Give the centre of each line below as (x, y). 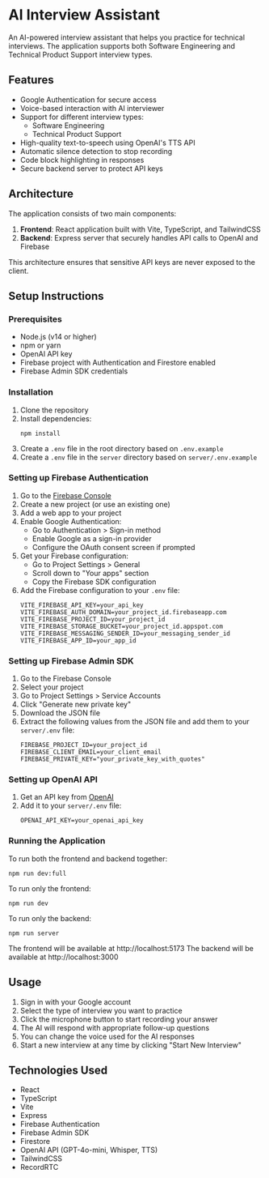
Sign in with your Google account (76, 1001)
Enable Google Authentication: (71, 521)
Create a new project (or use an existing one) (95, 504)
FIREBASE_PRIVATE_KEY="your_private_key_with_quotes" (112, 759)
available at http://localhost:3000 (63, 957)
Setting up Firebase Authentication (79, 478)
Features (31, 80)
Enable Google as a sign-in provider (92, 538)
